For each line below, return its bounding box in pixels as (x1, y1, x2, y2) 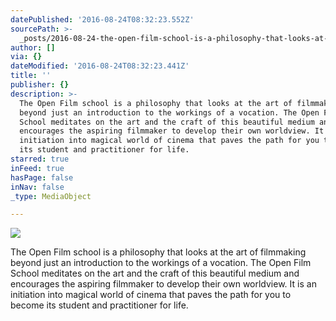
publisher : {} (10, 80, 70, 90)
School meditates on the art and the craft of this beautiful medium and (10, 267, 300, 280)
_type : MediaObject (10, 191, 92, 201)
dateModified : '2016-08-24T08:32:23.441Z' (10, 61, 190, 71)
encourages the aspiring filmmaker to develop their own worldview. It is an (10, 278, 317, 290)
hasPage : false (10, 172, 74, 183)
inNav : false (10, 182, 65, 192)
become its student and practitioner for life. (10, 299, 189, 311)
